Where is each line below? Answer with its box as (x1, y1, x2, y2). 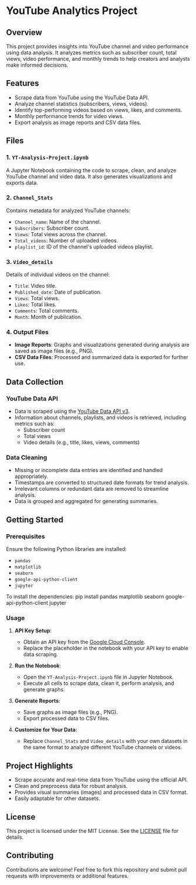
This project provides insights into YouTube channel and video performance (6, 43, 189, 50)
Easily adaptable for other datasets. (14, 795, 101, 802)
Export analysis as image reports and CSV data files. (14, 119, 142, 126)
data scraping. (23, 651, 59, 658)
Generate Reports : (14, 697, 60, 704)
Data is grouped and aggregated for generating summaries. (14, 498, 158, 505)
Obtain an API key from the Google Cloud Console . (23, 639, 146, 646)
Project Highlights (6, 760, 73, 770)
